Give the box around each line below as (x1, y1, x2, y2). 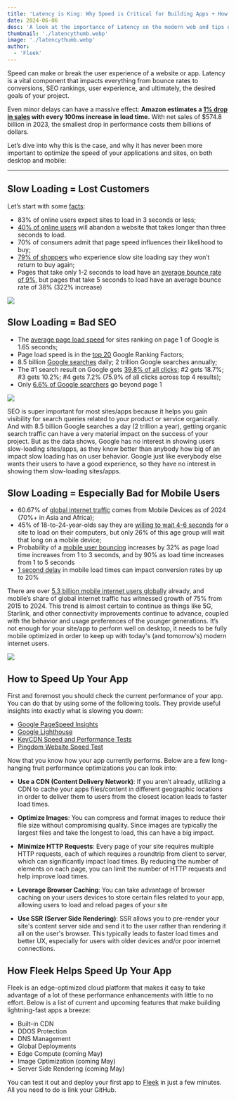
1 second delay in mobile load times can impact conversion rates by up (17, 566, 223, 574)
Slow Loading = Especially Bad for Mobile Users (7, 487, 221, 499)
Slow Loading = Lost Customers (7, 183, 150, 195)
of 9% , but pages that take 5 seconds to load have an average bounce (17, 275, 221, 284)
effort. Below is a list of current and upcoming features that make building (7, 998, 221, 1007)
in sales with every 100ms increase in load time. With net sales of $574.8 (7, 112, 223, 120)
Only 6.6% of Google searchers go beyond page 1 (17, 380, 162, 388)
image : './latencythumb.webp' (7, 37, 96, 44)
